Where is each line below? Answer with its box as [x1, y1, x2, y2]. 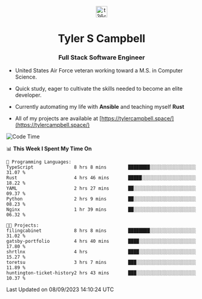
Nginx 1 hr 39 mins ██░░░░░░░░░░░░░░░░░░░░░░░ [6, 207, 197, 213]
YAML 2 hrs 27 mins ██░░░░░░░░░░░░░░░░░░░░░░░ [6, 185, 197, 191]
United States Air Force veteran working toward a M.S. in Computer [15, 67, 183, 74]
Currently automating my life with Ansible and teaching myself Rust [15, 103, 184, 111]
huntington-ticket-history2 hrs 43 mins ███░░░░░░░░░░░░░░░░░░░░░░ [6, 270, 197, 276]
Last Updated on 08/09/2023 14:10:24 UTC [6, 286, 114, 293]
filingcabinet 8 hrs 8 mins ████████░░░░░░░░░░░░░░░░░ [6, 228, 197, 234]
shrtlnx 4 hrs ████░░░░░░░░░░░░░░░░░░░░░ [6, 249, 197, 255]
